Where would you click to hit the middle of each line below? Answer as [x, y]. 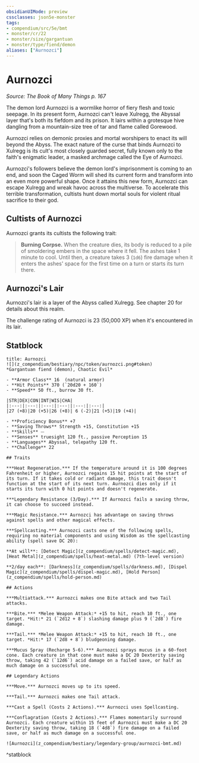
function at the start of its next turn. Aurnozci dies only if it [91, 484]
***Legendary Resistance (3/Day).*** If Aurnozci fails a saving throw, [98, 499]
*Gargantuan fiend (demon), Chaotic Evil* [59, 370]
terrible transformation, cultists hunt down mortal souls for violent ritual [93, 194]
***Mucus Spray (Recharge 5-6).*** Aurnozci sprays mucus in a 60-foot [97, 650]
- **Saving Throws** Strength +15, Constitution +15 [73, 427]
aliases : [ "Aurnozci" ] [34, 50]
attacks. [17, 603]
